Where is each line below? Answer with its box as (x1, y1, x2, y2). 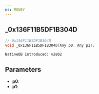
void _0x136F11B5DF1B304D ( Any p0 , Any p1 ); (5, 43, 95, 48)
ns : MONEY (5, 7, 25, 12)
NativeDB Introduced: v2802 (5, 52, 62, 57)
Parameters (5, 65, 41, 74)
